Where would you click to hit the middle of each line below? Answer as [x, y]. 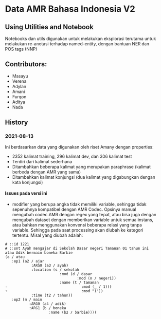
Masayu [20, 76]
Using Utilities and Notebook [49, 27]
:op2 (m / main [27, 300]
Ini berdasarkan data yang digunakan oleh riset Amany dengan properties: [80, 147]
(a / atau [15, 257]
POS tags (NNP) [21, 49]
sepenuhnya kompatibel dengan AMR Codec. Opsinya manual [74, 209]
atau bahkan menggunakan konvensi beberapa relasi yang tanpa [77, 225]
